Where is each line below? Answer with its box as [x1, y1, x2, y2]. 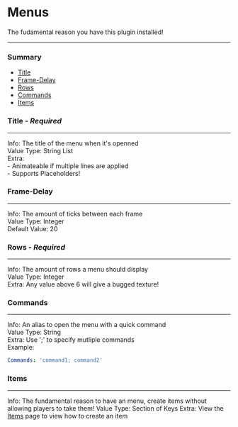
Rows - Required [7, 242, 66, 252]
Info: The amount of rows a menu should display [7, 265, 149, 274]
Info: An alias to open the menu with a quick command [7, 321, 166, 329]
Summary [7, 52, 42, 62]
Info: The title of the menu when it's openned [7, 139, 140, 148]
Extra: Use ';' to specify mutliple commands [7, 335, 135, 344]
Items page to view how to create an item [7, 411, 128, 420]
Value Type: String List [7, 146, 73, 155]
